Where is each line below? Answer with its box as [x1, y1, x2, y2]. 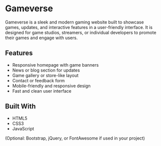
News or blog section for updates [12, 67, 80, 73]
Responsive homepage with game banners [12, 62, 99, 68]
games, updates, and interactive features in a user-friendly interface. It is [5, 24, 153, 30]
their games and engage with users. [5, 35, 78, 41]
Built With [5, 102, 36, 111]
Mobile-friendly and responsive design [12, 83, 91, 89]
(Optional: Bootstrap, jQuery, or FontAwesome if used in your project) [5, 135, 145, 141]
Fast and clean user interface [12, 88, 72, 94]
